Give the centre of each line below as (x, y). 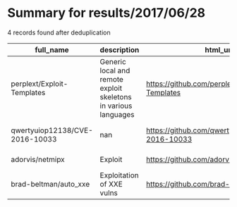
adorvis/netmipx (38, 159)
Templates (28, 92)
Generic (113, 61)
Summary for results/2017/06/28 (107, 13)
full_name (52, 49)
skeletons (116, 96)
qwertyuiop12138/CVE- (52, 130)
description (120, 49)
